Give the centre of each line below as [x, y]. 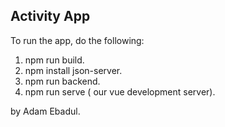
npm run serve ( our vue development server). [120, 91]
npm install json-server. [73, 70]
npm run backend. [62, 81]
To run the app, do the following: [77, 40]
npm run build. [54, 60]
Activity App [50, 16]
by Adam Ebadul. [45, 111]
